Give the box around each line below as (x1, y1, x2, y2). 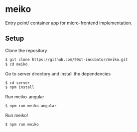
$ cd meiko (5, 62, 28, 66)
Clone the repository (5, 47, 47, 53)
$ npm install (5, 85, 35, 90)
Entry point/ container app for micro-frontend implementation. (5, 20, 133, 26)
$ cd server (5, 80, 30, 85)
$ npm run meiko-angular (5, 103, 57, 109)
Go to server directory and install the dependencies (5, 70, 111, 76)
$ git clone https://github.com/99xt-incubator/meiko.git (5, 57, 128, 62)
